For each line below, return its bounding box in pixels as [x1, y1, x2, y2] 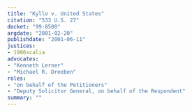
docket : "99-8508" [7, 23, 61, 30]
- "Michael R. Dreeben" [7, 68, 77, 75]
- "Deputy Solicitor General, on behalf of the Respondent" [7, 88, 186, 95]
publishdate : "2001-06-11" [7, 36, 86, 43]
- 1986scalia [7, 49, 45, 56]
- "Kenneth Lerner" [7, 62, 64, 69]
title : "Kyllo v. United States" [7, 10, 105, 17]
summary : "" [7, 95, 42, 102]
